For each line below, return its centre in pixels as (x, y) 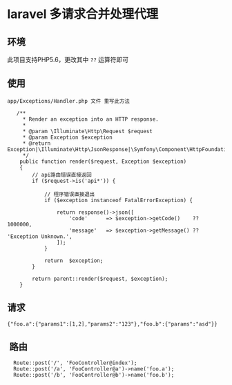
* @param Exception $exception (67, 137)
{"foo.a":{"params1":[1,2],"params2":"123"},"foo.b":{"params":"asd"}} (112, 324)
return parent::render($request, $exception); (100, 279)
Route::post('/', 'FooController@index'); (75, 363)
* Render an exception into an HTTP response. (90, 119)
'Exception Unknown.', (40, 236)
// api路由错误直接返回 (62, 175)
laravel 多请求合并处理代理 (83, 14)
